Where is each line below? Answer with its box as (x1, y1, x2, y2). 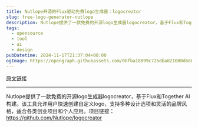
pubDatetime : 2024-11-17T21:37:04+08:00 (6, 52, 107, 58)
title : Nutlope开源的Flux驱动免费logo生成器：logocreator (6, 8, 142, 15)
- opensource (11, 31, 44, 36)
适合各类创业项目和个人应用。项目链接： (16, 107, 115, 115)
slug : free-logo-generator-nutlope (6, 14, 94, 20)
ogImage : (6, 58, 28, 63)
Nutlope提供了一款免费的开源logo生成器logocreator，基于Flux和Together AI (6, 92, 190, 100)
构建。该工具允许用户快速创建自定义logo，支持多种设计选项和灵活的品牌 (6, 100, 182, 107)
